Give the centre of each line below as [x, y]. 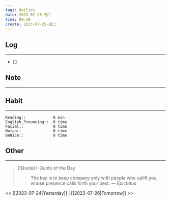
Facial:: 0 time [36, 126]
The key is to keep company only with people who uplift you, [94, 178]
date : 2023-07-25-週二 [28, 15]
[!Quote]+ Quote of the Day [46, 168]
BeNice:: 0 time [36, 135]
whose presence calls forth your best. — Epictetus [83, 183]
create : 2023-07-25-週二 [31, 24]
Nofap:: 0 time [36, 131]
